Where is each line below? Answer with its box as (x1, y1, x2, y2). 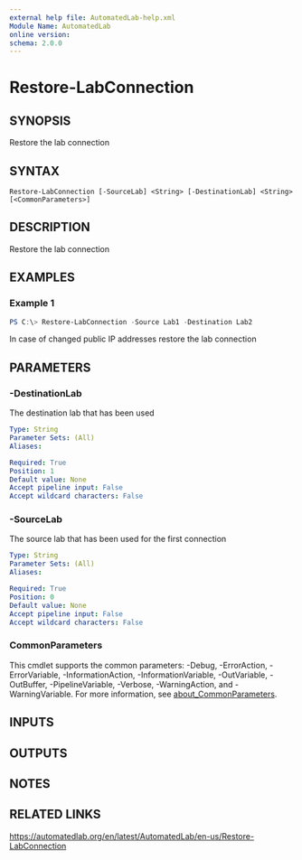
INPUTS (9, 715, 54, 730)
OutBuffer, (9, 678, 48, 689)
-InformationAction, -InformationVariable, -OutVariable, (62, 669, 269, 680)
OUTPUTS (9, 745, 68, 761)
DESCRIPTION (9, 220, 90, 235)
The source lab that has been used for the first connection (9, 534, 227, 545)
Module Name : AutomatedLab (9, 22, 111, 31)
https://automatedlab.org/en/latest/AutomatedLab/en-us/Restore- (9, 830, 255, 841)
